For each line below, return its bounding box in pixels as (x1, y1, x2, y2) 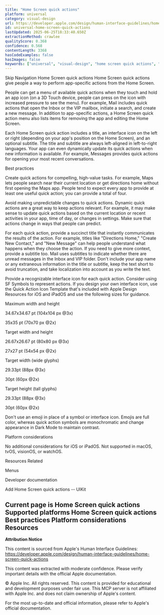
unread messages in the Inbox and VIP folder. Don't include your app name (5, 256, 156, 262)
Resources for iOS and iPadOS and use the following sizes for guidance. (5, 291, 150, 298)
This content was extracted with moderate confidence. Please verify (5, 565, 143, 571)
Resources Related (5, 458, 43, 464)
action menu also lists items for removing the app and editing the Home (5, 116, 149, 121)
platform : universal (5, 12, 47, 17)
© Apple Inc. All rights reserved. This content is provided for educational (5, 580, 151, 586)
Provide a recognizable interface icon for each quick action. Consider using (5, 276, 157, 282)
